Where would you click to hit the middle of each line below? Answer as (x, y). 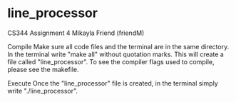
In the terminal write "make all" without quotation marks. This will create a (116, 54)
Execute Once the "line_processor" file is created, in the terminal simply (113, 83)
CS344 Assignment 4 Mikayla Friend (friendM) (76, 33)
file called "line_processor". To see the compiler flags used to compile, (111, 61)
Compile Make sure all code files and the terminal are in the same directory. (118, 46)
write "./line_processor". (43, 91)
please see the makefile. (43, 69)
